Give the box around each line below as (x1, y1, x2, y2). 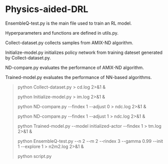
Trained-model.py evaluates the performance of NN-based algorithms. (5, 74, 152, 80)
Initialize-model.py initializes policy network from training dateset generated (5, 49, 162, 55)
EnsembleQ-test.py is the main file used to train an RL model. (5, 20, 132, 26)
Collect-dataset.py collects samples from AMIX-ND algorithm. (5, 39, 133, 46)
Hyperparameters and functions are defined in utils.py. (5, 30, 119, 36)
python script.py (17, 153, 52, 159)
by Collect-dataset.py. (5, 54, 51, 61)
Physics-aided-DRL (5, 4, 89, 15)
